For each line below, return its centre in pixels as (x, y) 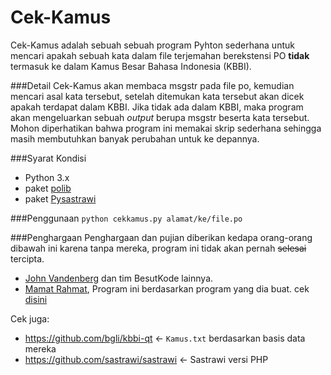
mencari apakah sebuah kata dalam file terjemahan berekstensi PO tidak (160, 55)
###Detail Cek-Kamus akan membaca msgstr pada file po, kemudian (152, 85)
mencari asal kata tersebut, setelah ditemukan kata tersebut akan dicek (157, 96)
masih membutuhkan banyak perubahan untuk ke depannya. (135, 138)
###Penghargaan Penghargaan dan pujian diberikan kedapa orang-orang (161, 237)
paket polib (48, 188)
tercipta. (27, 258)
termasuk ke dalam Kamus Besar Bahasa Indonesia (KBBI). (131, 66)
